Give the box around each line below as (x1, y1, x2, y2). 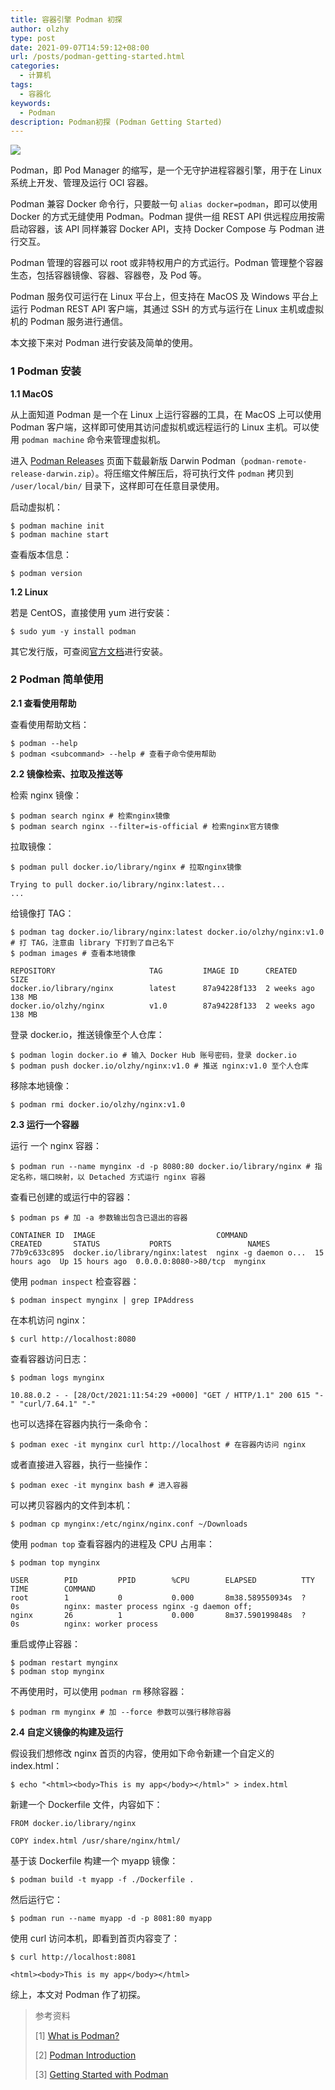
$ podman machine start (10, 529, 110, 540)
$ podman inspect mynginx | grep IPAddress (10, 1295, 195, 1305)
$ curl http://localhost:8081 (10, 1952, 137, 1962)
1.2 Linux (10, 586, 49, 598)
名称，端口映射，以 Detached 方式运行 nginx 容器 (17, 1172, 206, 1182)
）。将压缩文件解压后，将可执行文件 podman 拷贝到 (90, 467, 294, 479)
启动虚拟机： (10, 501, 63, 513)
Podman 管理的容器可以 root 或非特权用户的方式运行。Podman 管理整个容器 (10, 257, 324, 269)
